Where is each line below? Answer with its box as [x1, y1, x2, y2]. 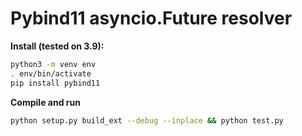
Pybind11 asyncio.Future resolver [10, 7, 293, 30]
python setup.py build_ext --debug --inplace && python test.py [10, 115, 284, 126]
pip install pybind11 [10, 78, 101, 88]
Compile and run [10, 96, 81, 108]
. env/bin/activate [10, 68, 92, 79]
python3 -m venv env [10, 59, 97, 69]
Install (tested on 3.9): [10, 40, 105, 52]
